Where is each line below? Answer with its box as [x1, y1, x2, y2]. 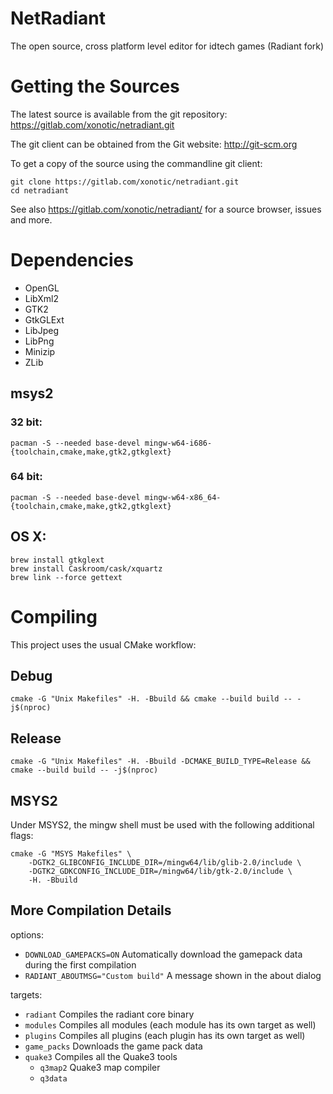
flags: [10, 829, 34, 841]
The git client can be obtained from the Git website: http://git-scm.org [10, 138, 298, 150]
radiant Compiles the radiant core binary [24, 1008, 195, 1020]
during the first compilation [24, 958, 137, 971]
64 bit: [10, 470, 43, 484]
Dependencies [10, 249, 134, 272]
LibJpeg [24, 324, 59, 336]
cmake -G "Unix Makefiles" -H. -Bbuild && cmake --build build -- [10, 694, 293, 704]
